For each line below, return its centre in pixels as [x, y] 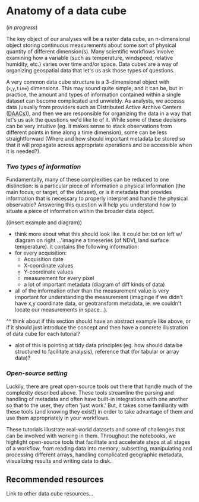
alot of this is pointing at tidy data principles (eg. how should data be [99, 345]
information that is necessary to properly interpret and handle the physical [97, 198]
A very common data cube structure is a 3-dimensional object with [88, 82]
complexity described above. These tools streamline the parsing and [90, 392]
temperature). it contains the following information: [77, 247]
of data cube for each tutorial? [43, 334]
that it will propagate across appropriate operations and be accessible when [99, 145]
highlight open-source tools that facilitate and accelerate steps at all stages [98, 442]
